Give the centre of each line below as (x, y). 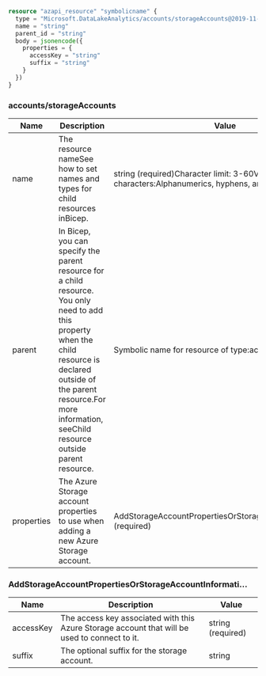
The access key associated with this (128, 618)
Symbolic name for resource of (171, 350)
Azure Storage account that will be (125, 628)
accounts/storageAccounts (62, 105)
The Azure (78, 481)
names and (79, 178)
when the (76, 340)
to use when (81, 521)
